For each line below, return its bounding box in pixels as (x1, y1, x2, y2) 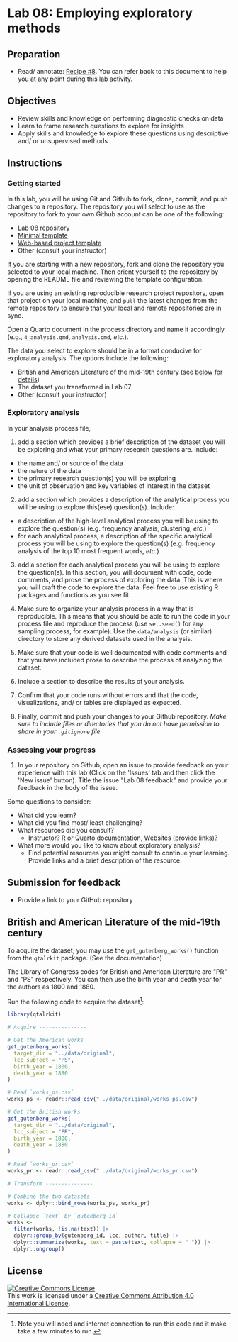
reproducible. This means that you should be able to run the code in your (17, 611, 231, 620)
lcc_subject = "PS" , (13, 1056, 74, 1063)
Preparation (7, 48, 61, 60)
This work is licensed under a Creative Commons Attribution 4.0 (7, 1291, 195, 1299)
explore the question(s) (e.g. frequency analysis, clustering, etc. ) (17, 523, 207, 533)
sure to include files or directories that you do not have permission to (17, 719, 220, 728)
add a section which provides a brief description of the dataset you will (17, 438, 225, 446)
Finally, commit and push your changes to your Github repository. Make (17, 711, 227, 721)
